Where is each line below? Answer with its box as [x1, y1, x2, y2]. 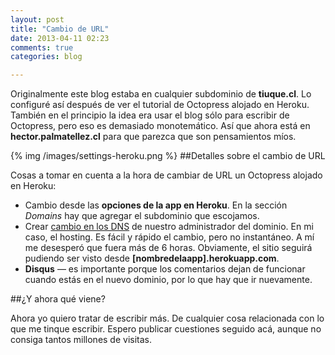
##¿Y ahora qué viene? [10, 293, 106, 305]
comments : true [10, 42, 74, 53]
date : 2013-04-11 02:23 [10, 33, 110, 43]
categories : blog [10, 52, 83, 62]
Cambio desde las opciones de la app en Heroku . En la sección [24, 199, 288, 211]
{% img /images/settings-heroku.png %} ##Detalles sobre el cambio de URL [10, 150, 326, 162]
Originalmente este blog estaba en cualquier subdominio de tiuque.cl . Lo [10, 88, 312, 100]
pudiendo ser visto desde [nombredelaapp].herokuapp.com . [24, 252, 280, 265]
